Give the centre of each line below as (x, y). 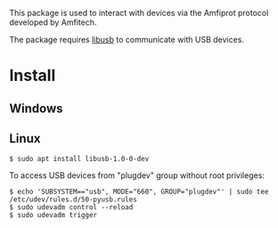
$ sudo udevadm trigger (53, 216)
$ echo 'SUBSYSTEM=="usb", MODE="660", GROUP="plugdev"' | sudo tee (139, 192)
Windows (36, 108)
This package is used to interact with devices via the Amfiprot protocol (139, 13)
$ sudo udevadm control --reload (71, 208)
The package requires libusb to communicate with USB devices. (127, 40)
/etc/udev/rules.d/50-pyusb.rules (74, 199)
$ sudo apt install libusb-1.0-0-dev (79, 159)
